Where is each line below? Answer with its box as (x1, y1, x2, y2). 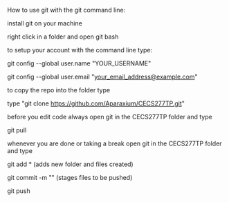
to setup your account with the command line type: (7, 46, 153, 54)
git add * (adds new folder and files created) (7, 160, 134, 168)
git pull (7, 126, 27, 134)
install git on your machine (7, 19, 83, 27)
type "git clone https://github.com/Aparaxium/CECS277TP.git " (7, 99, 185, 108)
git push (7, 187, 31, 195)
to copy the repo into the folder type (7, 86, 111, 94)
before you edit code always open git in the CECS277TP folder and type (7, 113, 212, 121)
